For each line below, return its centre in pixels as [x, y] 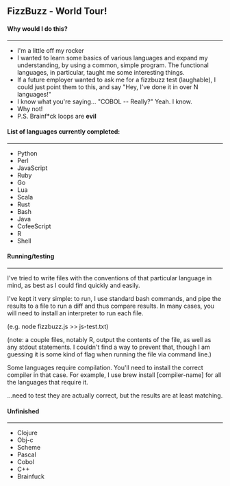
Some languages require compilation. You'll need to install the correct [105, 367]
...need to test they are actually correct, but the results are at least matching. [115, 396]
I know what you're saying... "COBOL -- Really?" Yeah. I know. [105, 101]
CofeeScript [34, 226]
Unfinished [23, 411]
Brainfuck [30, 476]
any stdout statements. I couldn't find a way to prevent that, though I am [108, 347]
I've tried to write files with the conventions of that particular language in [110, 278]
